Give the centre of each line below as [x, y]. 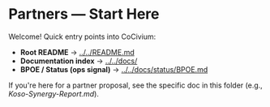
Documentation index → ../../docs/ [79, 61]
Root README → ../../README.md [77, 52]
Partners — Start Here [84, 14]
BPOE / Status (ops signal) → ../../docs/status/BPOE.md [114, 69]
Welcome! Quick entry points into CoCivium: [82, 36]
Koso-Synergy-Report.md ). [54, 93]
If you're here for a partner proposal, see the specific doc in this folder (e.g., [136, 85]
